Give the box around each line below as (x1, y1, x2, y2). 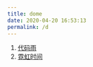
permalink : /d (7, 23, 49, 30)
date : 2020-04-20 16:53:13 (7, 17, 87, 24)
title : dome (7, 10, 42, 18)
